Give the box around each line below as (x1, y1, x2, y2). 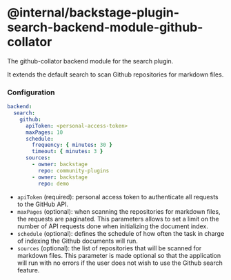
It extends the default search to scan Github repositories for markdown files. (7, 70, 224, 79)
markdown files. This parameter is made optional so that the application (17, 251, 221, 259)
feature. (17, 266, 40, 274)
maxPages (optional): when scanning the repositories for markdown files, (17, 207, 221, 215)
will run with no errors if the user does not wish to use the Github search (17, 259, 223, 267)
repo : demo (37, 180, 70, 187)
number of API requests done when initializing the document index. (17, 222, 208, 230)
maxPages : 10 (25, 129, 63, 136)
